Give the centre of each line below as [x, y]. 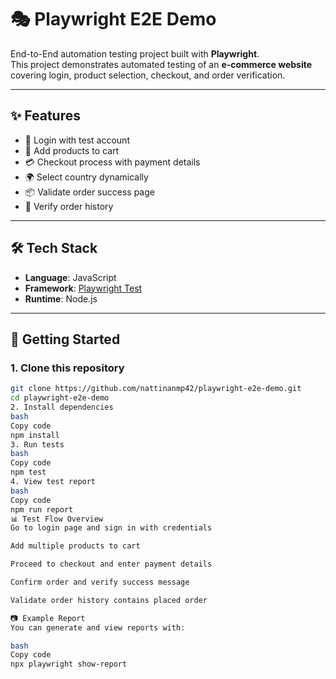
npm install [35, 435]
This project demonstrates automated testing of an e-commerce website [161, 64]
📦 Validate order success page [89, 192]
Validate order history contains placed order [109, 600]
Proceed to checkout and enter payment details [111, 564]
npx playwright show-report [69, 664]
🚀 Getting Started [65, 339]
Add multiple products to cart [75, 546]
